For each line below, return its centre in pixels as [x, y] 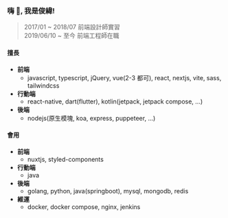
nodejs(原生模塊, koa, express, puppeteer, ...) [91, 118]
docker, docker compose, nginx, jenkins [84, 206]
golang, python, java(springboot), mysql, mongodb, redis [108, 191]
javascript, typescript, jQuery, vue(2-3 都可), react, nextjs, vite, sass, [124, 77]
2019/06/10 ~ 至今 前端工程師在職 [71, 36]
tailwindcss [43, 85]
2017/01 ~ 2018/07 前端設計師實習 [72, 27]
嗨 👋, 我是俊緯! [31, 10]
